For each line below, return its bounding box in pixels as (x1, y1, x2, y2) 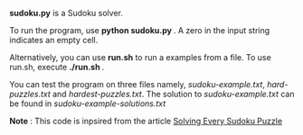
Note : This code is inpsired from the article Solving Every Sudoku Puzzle (9, 116, 283, 126)
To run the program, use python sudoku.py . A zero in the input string (9, 25, 270, 35)
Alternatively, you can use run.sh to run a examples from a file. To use (9, 52, 271, 62)
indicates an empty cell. (9, 35, 99, 45)
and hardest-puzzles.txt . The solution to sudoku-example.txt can (52, 89, 295, 99)
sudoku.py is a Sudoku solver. (9, 8, 124, 18)
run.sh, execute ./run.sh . (9, 62, 105, 72)
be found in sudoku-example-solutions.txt (9, 98, 166, 109)
